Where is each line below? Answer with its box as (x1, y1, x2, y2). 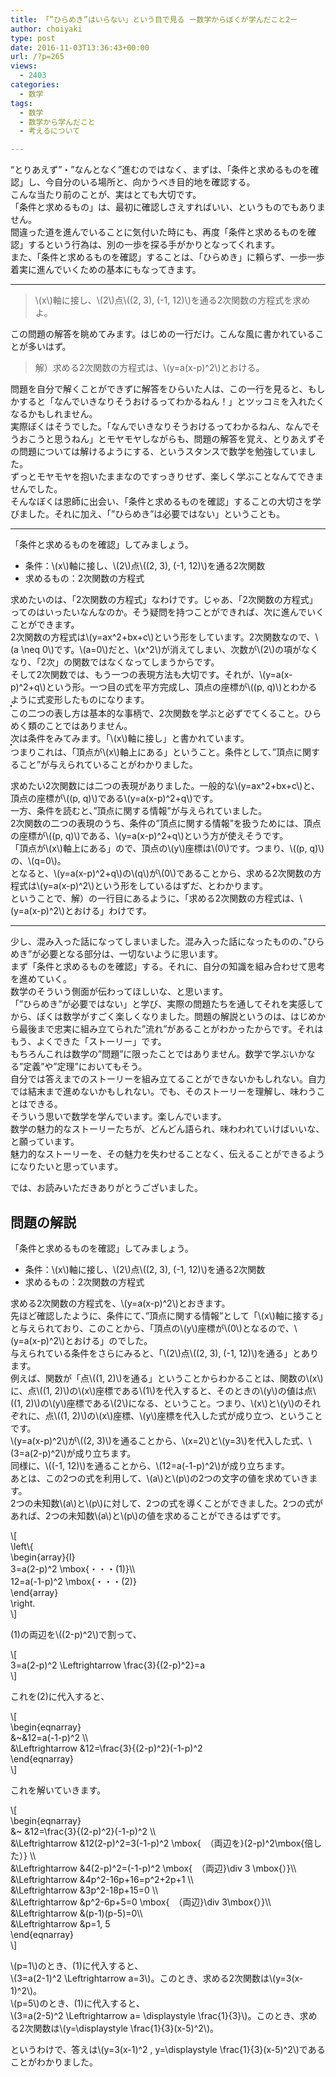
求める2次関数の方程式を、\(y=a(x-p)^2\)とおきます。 (10, 1297, 231, 1309)
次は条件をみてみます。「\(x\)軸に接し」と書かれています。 (10, 732, 250, 745)
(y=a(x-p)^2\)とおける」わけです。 (10, 905, 152, 917)
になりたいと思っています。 (10, 1161, 123, 1173)
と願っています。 (10, 1136, 80, 1148)
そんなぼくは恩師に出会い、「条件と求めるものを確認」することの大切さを (10, 496, 313, 508)
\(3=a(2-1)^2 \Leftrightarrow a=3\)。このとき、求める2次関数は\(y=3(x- (10, 1972, 304, 1984)
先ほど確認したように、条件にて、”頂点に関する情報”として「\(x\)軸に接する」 (10, 1309, 324, 1321)
